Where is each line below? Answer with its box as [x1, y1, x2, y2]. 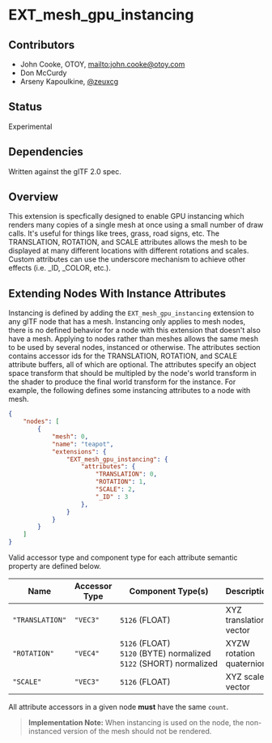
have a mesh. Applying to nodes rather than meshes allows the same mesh [8, 334, 259, 344]
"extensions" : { [51, 447, 107, 455]
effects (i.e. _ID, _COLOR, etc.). [8, 263, 111, 273]
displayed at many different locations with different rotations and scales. [8, 246, 249, 256]
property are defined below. [8, 562, 101, 570]
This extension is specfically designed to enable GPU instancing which [8, 211, 244, 221]
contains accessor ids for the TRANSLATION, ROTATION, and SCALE [8, 351, 238, 361]
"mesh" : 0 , [51, 432, 89, 441]
